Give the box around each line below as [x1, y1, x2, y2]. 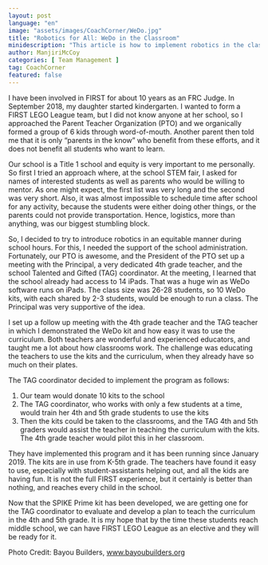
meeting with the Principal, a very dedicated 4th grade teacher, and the [8, 259, 243, 269]
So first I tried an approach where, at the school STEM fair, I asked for [8, 168, 238, 177]
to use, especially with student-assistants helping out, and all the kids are [8, 465, 250, 475]
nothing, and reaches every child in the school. [8, 482, 163, 492]
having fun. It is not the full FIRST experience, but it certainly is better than [8, 474, 253, 484]
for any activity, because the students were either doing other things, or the [8, 201, 257, 211]
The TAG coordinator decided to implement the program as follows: [8, 375, 230, 385]
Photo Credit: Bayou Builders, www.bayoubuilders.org [8, 547, 186, 557]
